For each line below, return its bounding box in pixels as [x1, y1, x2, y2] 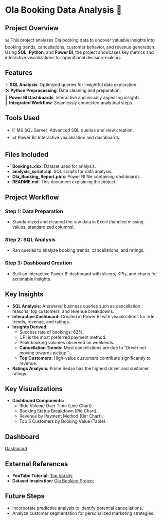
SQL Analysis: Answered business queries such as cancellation [12, 303, 141, 309]
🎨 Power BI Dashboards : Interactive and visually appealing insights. [5, 94, 141, 100]
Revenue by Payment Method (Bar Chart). [19, 413, 103, 419]
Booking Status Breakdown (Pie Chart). [19, 408, 98, 414]
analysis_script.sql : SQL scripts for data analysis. [12, 169, 113, 174]
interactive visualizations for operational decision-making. [5, 55, 121, 60]
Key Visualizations [5, 385, 63, 393]
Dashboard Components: [12, 398, 65, 404]
